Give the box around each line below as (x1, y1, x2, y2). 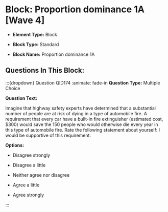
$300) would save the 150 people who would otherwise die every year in (5, 121, 158, 128)
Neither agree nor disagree (12, 172, 70, 178)
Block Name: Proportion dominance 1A (12, 51, 95, 57)
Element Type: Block (12, 31, 58, 37)
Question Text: (5, 95, 37, 101)
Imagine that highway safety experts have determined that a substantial (5, 105, 156, 111)
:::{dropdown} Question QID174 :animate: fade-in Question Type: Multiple (5, 79, 160, 86)
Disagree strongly (12, 152, 51, 158)
